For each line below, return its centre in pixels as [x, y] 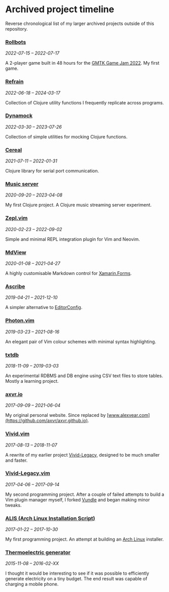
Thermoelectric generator [38, 552]
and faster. [16, 460]
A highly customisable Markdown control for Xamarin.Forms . [69, 273]
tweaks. [13, 505]
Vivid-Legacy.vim [28, 473]
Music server [22, 184]
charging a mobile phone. [32, 584]
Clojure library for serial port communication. [52, 171]
